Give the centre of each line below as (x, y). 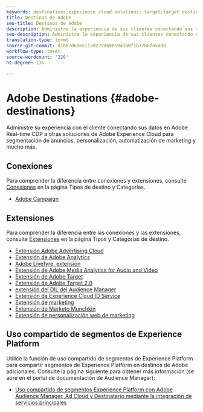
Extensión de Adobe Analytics (53, 257)
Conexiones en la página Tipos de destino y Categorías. (76, 187)
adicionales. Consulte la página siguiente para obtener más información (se (100, 371)
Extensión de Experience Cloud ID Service (68, 296)
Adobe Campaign (37, 199)
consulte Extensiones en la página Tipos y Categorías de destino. (88, 239)
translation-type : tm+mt (37, 40)
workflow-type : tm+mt (34, 52)
